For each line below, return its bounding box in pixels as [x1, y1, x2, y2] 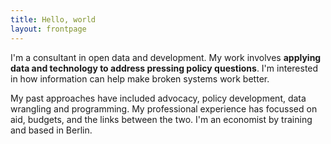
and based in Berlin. [10, 124, 93, 136]
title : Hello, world [10, 14, 97, 25]
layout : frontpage [10, 24, 87, 34]
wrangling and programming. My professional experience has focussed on [10, 102, 318, 115]
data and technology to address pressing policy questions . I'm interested [10, 62, 319, 74]
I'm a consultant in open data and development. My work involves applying [10, 51, 322, 63]
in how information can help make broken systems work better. [10, 72, 270, 85]
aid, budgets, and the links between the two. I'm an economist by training [10, 113, 313, 125]
